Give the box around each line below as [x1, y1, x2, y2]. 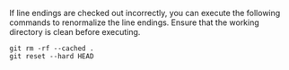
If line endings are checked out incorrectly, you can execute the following [9, 8, 281, 18]
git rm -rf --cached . [9, 44, 94, 53]
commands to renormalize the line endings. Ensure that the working [9, 17, 260, 28]
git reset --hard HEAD [9, 52, 94, 61]
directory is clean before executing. [9, 27, 141, 37]
